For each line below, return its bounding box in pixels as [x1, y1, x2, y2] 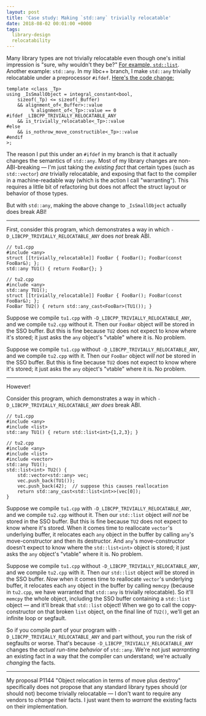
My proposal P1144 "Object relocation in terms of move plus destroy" [6, 677, 181, 684]
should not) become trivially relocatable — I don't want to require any [6, 690, 181, 697]
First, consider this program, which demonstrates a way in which [6, 226, 170, 233]
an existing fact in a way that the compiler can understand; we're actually [6, 653, 191, 659]
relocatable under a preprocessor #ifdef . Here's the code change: [6, 74, 175, 81]
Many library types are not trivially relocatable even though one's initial [6, 55, 186, 61]
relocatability [12, 37, 51, 44]
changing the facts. [6, 659, 56, 666]
